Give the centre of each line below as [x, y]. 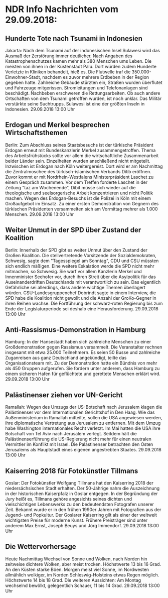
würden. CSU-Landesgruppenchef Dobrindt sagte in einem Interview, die [81, 293]
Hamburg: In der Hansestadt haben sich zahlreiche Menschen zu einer [78, 342]
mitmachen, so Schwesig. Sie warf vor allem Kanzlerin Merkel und [73, 271]
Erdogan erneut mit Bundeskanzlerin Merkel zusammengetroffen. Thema [80, 150]
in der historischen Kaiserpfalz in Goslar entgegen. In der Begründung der [81, 494]
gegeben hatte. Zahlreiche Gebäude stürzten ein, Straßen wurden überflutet [84, 82]
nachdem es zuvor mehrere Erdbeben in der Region [96, 77]
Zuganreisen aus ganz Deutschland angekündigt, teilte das [66, 358]
